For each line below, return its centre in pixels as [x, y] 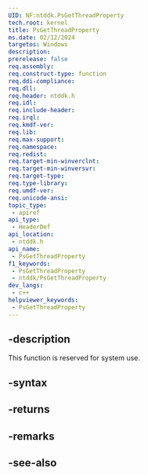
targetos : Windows [38, 45]
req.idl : [22, 103]
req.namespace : [33, 147]
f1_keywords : [29, 264]
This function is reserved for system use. [74, 358]
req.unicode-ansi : [38, 198]
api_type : [24, 220]
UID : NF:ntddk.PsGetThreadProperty [66, 15]
